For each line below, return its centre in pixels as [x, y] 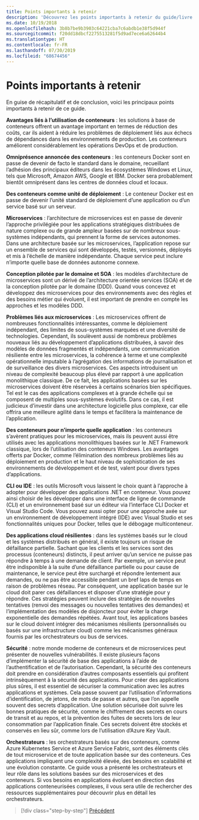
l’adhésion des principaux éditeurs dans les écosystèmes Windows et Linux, [99, 169]
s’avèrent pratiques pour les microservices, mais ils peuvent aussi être [92, 436]
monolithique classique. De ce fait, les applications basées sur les [87, 380]
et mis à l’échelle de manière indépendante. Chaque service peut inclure [94, 256]
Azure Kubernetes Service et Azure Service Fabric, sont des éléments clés [97, 748]
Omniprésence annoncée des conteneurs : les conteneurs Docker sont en [98, 157]
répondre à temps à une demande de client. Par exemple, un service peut [96, 560]
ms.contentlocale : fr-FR [37, 45]
